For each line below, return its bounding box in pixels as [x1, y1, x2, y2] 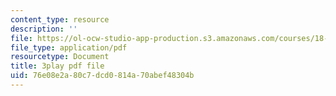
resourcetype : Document [10, 52, 110, 62]
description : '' [10, 24, 78, 34]
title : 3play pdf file [10, 61, 105, 71]
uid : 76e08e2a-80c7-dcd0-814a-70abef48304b [10, 71, 195, 81]
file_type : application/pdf [10, 42, 128, 53]
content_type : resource [10, 14, 110, 25]
